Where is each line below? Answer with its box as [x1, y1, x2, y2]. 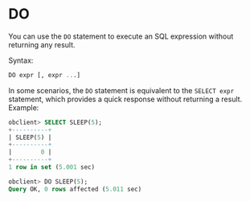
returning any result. [8, 39, 76, 49]
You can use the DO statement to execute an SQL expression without [8, 31, 234, 41]
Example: [8, 102, 39, 113]
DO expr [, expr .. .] [8, 71, 81, 79]
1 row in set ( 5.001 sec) [8, 163, 95, 171]
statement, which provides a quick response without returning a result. [8, 94, 243, 104]
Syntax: [8, 55, 34, 65]
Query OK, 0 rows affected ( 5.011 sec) [8, 185, 142, 193]
